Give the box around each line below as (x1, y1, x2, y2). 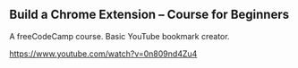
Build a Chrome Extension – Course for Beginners (9, 7, 289, 22)
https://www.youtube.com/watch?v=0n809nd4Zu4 (9, 48, 198, 59)
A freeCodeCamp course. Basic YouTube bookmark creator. (9, 30, 230, 41)
